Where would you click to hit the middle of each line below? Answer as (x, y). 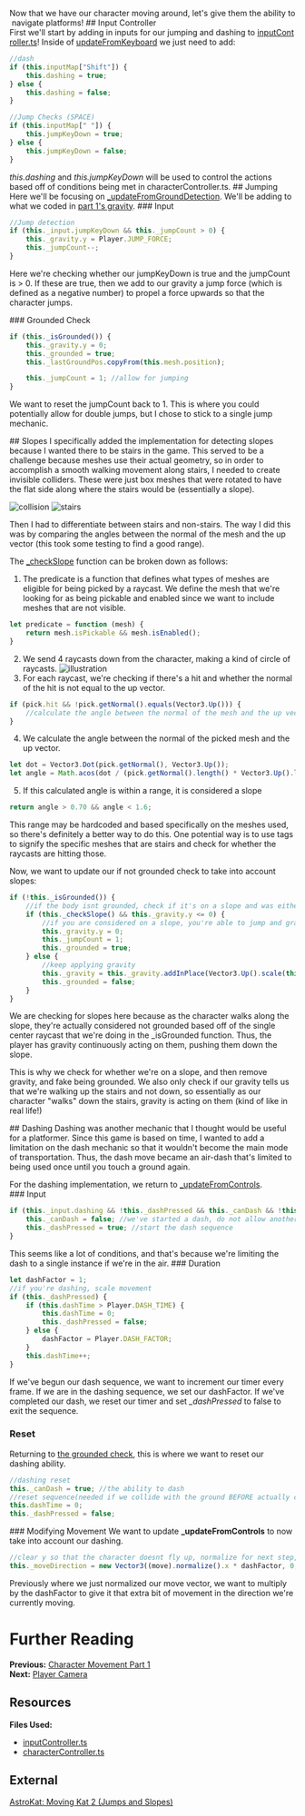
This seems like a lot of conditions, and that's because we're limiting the (144, 1253)
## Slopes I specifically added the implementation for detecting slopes (142, 441)
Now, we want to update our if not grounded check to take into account (143, 871)
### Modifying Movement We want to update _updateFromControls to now (151, 1531)
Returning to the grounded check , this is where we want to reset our (137, 1454)
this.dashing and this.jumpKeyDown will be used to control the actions (141, 177)
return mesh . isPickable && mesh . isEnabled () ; (113, 633)
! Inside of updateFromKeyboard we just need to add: (136, 42)
